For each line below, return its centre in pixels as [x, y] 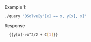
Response [15, 25]
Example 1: [16, 7]
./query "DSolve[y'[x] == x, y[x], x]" [46, 16]
